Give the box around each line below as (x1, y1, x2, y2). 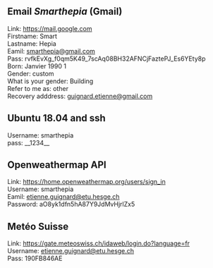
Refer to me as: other (7, 84, 69, 92)
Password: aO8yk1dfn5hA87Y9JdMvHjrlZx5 (7, 200, 135, 209)
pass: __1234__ (7, 138, 50, 147)
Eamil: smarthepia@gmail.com (7, 47, 95, 55)
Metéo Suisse (7, 220, 69, 232)
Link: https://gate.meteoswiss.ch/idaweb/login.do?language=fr (7, 239, 190, 248)
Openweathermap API (7, 159, 107, 171)
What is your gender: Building (7, 77, 94, 85)
